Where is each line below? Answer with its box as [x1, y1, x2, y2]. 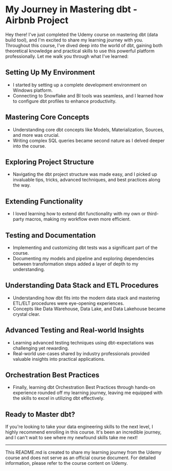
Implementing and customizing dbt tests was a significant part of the [12, 244, 158, 251]
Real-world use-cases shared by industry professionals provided [12, 350, 150, 357]
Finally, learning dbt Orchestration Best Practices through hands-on [12, 384, 156, 391]
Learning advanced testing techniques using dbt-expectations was [12, 339, 154, 345]
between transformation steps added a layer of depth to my [12, 261, 139, 267]
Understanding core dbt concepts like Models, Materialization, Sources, [12, 127, 164, 133]
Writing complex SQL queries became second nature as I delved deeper [12, 137, 165, 144]
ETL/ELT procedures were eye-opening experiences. [12, 300, 124, 306]
